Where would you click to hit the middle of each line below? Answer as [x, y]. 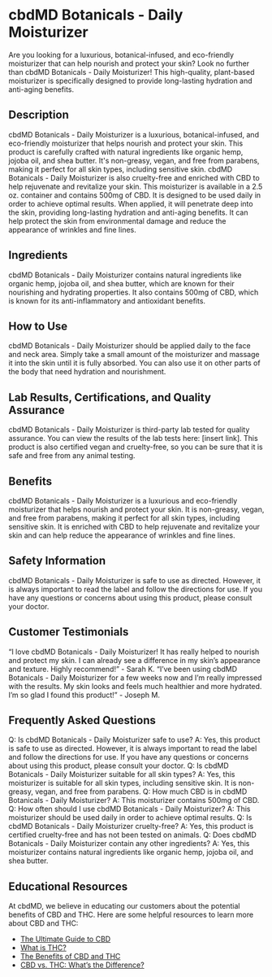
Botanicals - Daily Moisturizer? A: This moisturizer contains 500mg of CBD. [134, 800]
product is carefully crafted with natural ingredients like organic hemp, [126, 151]
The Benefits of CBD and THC [70, 957]
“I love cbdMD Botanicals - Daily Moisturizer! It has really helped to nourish [134, 652]
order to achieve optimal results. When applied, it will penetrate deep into [131, 203]
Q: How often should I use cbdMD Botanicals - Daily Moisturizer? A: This [130, 809]
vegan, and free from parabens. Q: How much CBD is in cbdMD [141, 792]
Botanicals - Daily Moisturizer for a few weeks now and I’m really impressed [135, 678]
